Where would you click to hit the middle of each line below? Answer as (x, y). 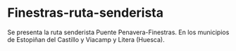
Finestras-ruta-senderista (86, 13)
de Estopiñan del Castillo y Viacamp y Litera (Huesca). (86, 39)
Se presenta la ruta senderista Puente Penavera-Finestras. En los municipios (118, 32)
